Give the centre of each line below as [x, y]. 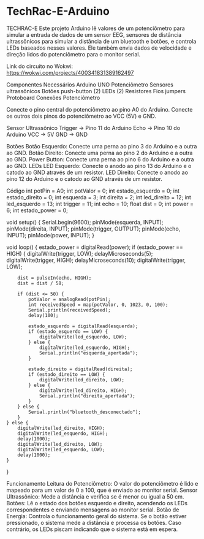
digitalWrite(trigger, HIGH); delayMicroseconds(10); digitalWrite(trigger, [96, 260]
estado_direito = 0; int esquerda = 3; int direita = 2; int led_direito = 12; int [99, 197]
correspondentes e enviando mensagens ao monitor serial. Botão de [93, 510]
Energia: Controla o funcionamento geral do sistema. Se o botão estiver [96, 516]
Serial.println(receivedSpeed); [70, 310]
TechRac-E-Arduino [58, 11]
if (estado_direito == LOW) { [67, 374]
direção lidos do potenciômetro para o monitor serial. [74, 54]
